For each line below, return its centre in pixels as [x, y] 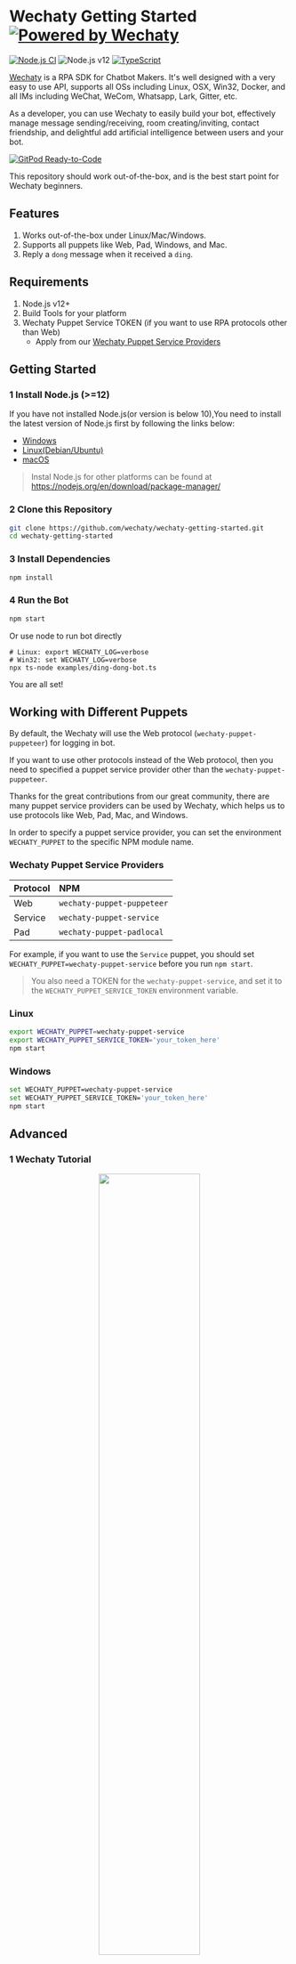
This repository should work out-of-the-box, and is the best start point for [144, 176]
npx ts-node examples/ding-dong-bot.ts [83, 668]
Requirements [49, 282]
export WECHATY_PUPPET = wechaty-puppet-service [97, 1032]
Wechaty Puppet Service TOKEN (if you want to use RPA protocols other [155, 322]
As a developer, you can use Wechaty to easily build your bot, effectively [143, 113]
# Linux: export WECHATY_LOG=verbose [79, 652]
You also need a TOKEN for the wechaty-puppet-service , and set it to [156, 980]
